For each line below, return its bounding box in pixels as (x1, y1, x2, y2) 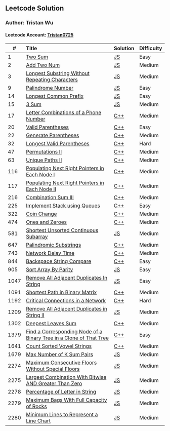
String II (26, 311, 45, 319)
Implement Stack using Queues (26, 202, 100, 209)
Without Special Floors (26, 365, 80, 372)
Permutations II (26, 148, 62, 155)
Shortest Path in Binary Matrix (26, 289, 97, 296)
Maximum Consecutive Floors (26, 359, 97, 366)
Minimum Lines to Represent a (26, 411, 98, 418)
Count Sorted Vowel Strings (26, 342, 92, 349)
